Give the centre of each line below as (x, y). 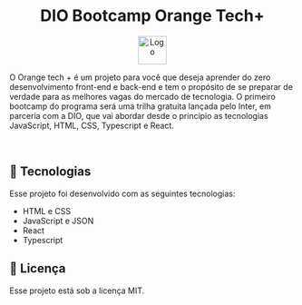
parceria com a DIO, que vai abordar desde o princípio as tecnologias (139, 115)
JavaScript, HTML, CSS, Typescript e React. (92, 125)
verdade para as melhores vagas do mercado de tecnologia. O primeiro (143, 96)
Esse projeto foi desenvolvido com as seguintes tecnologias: (122, 193)
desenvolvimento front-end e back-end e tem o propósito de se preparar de (151, 86)
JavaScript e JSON (58, 221)
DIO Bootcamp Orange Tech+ (152, 16)
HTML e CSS (47, 211)
